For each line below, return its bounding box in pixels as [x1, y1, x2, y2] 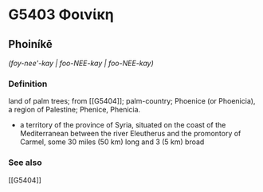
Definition [8, 78, 48, 89]
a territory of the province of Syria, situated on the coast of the [19, 120, 226, 130]
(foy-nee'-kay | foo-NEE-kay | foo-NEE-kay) [8, 58, 154, 68]
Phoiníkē [8, 37, 53, 51]
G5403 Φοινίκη [8, 6, 114, 24]
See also [8, 157, 42, 168]
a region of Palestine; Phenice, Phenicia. [8, 105, 141, 115]
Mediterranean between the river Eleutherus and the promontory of [19, 129, 241, 139]
